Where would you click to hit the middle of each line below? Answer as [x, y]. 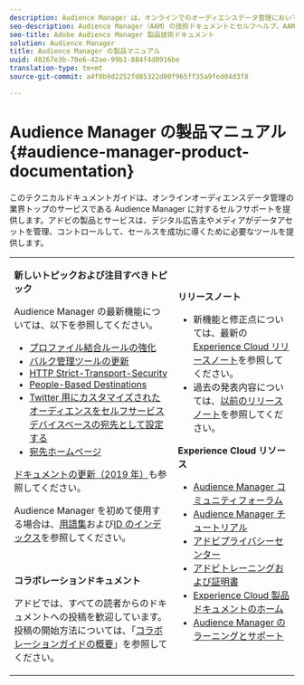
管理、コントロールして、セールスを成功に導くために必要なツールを [160, 231]
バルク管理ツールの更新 [79, 361]
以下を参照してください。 [104, 325]
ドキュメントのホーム [238, 609]
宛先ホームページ [66, 452]
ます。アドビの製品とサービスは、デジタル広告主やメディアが [139, 220]
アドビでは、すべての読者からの [81, 603]
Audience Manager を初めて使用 [83, 510]
